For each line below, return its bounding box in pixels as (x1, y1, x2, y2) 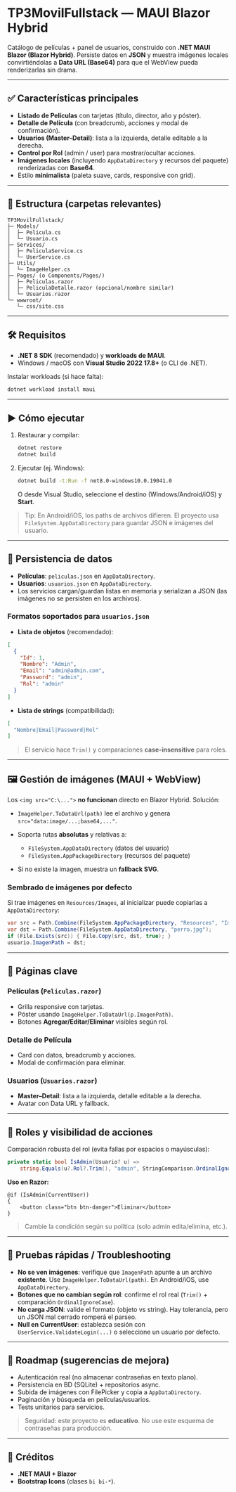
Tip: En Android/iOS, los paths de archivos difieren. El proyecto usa (24, 511, 219, 520)
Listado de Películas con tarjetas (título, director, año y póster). (17, 111, 202, 120)
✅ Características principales (7, 93, 139, 105)
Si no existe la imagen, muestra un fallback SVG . (17, 865, 159, 873)
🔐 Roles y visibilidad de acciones (7, 1126, 153, 1138)
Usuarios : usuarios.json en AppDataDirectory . (17, 579, 152, 588)
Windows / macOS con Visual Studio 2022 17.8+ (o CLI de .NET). (17, 359, 208, 367)
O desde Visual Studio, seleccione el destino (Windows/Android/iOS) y (17, 490, 223, 499)
